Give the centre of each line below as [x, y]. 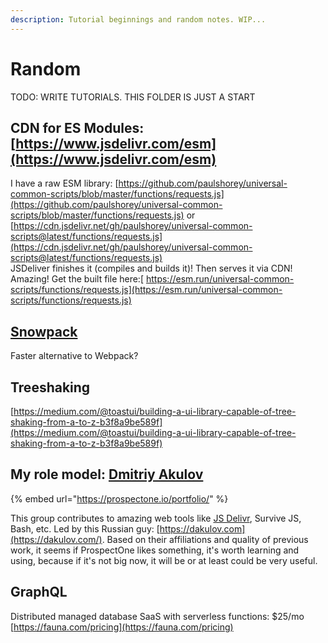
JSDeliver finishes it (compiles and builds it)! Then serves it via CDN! [151, 268]
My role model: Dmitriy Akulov [107, 474]
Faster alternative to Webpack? [74, 356]
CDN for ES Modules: [77, 127]
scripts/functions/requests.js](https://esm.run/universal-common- [146, 290]
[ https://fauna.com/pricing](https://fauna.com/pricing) [122, 627]
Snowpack [44, 331]
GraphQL [39, 592]
